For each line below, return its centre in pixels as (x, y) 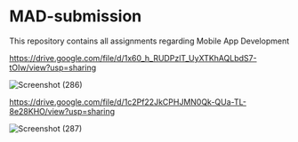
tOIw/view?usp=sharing (53, 67)
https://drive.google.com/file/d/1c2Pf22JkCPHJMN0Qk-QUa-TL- (128, 102)
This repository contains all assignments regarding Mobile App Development (149, 41)
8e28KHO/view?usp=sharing (62, 111)
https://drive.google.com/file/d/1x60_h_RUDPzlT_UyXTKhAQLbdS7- (133, 58)
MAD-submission (76, 16)
